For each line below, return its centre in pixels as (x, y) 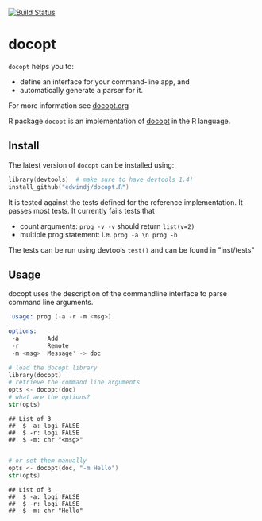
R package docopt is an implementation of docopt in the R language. (119, 121)
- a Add (35, 339)
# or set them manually (48, 461)
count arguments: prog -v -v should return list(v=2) (107, 226)
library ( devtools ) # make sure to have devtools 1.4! (101, 179)
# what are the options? (49, 397)
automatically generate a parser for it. (81, 90)
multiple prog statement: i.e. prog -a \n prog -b (98, 234)
